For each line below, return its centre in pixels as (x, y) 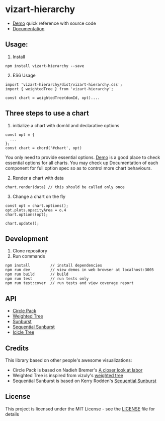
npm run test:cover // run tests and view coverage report (70, 283)
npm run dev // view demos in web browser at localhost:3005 (80, 270)
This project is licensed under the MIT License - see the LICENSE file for (80, 409)
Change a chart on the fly (39, 196)
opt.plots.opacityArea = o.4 (36, 210)
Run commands (29, 256)
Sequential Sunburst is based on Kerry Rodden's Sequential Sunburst (85, 381)
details (12, 414)
